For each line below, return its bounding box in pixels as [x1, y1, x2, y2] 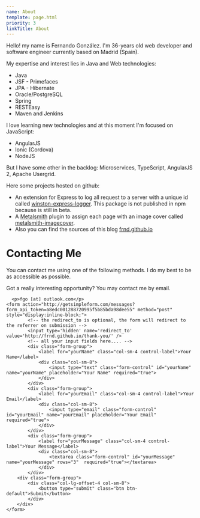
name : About [6, 8, 36, 15]
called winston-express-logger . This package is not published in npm [14, 200, 186, 207]
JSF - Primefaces [14, 78, 58, 85]
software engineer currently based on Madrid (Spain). [6, 49, 140, 56]
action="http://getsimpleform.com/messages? [22, 302, 135, 308]
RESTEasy [14, 103, 41, 111]
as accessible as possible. [6, 273, 71, 280]
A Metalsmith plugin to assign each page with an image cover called [14, 213, 184, 220]
